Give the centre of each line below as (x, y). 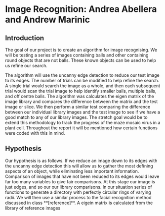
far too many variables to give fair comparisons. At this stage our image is (80, 181)
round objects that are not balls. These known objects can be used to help (81, 60)
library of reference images (33, 208)
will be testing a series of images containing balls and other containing (77, 55)
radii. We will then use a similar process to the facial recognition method (78, 197)
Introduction (25, 38)
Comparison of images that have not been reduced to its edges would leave (82, 176)
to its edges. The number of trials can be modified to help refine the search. (82, 81)
